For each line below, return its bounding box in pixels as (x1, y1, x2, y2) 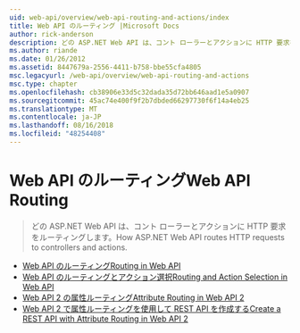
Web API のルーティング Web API (9, 171, 252, 191)
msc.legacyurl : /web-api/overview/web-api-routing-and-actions (9, 71, 250, 80)
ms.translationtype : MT (9, 104, 98, 113)
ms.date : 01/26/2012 (9, 54, 87, 63)
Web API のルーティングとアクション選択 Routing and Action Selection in (21, 271, 288, 282)
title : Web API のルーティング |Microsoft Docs (9, 21, 180, 30)
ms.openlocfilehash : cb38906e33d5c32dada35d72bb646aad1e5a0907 (9, 87, 250, 96)
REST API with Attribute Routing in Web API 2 (21, 313, 189, 324)
